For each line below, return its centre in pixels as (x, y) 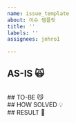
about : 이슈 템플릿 (31, 20)
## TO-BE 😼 (25, 97)
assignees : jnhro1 (34, 39)
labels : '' (23, 33)
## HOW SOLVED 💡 (35, 104)
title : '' (21, 26)
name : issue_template (38, 13)
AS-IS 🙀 (26, 73)
